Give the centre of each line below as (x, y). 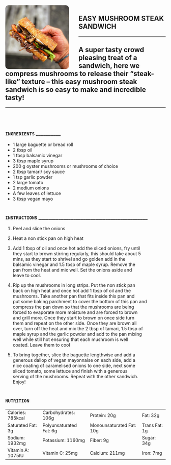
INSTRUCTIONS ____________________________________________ (77, 217)
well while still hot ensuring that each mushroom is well (70, 339)
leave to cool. (27, 276)
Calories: (17, 412)
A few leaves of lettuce (37, 193)
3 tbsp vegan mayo (33, 199)
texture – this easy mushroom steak (79, 82)
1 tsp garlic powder (33, 177)
